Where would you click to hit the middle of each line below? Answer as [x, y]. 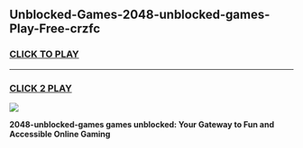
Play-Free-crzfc [55, 29]
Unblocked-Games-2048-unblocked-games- [140, 15]
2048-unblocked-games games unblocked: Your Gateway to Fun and [142, 124]
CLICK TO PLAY [44, 55]
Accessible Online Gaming [60, 134]
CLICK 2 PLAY [41, 88]
